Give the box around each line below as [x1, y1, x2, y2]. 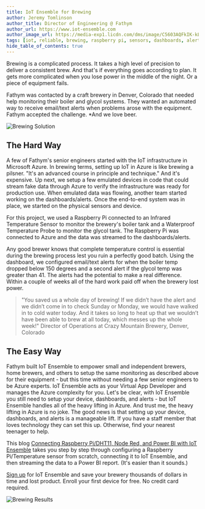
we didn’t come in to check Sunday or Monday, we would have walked [21, 302, 198, 310]
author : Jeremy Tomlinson [6, 15, 72, 21]
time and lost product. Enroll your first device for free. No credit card [6, 477, 179, 485]
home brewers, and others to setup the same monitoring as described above [6, 369, 199, 376]
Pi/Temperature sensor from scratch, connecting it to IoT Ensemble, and [6, 452, 188, 459]
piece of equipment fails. [6, 79, 69, 86]
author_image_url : [6, 32, 53, 38]
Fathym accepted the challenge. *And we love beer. [6, 111, 137, 118]
